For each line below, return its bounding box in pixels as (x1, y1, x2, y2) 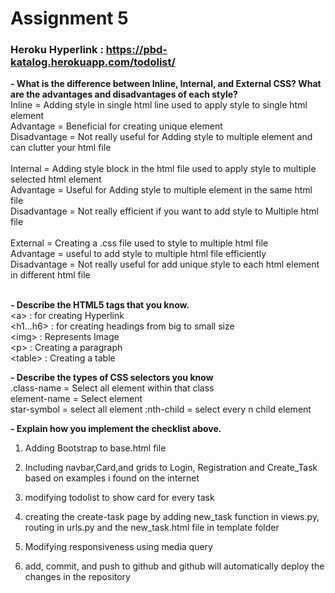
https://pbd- (105, 43, 168, 57)
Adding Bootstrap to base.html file (24, 442, 167, 454)
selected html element (10, 173, 102, 186)
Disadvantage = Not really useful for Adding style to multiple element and (10, 131, 313, 143)
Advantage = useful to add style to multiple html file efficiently (10, 248, 267, 260)
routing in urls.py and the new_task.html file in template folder (24, 522, 280, 534)
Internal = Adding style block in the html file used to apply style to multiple (10, 163, 317, 175)
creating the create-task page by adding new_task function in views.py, (24, 511, 320, 523)
